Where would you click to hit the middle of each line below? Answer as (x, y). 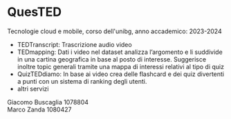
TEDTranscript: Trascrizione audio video (75, 44)
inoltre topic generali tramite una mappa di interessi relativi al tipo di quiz (121, 66)
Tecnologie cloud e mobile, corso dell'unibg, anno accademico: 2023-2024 (115, 31)
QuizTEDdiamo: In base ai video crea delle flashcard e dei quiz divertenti (121, 74)
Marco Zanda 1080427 (39, 109)
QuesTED (35, 12)
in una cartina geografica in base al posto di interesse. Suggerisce (111, 59)
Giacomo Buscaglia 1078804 (48, 102)
